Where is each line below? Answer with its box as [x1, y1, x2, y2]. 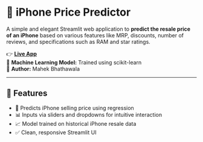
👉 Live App [6, 50, 37, 57]
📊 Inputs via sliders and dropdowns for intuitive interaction [14, 111, 162, 118]
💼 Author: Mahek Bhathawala [6, 65, 80, 72]
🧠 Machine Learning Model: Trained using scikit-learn [6, 58, 142, 66]
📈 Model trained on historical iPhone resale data [14, 120, 137, 127]
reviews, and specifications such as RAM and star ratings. [6, 38, 151, 45]
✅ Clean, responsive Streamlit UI [14, 129, 97, 136]
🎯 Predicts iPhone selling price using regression [14, 104, 134, 111]
